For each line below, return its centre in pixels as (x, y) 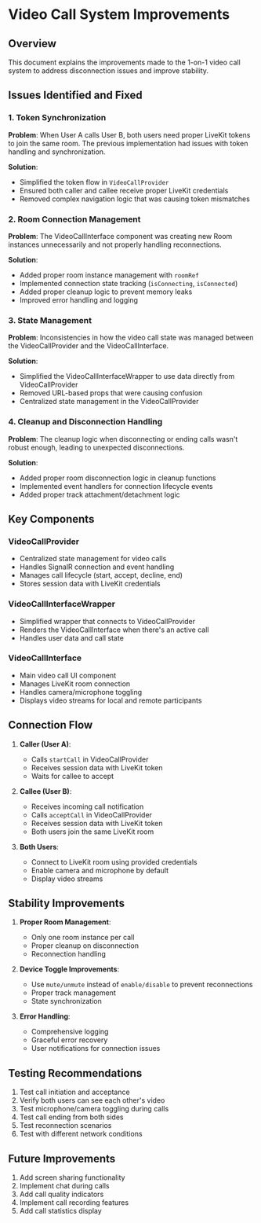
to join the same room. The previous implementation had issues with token (128, 143)
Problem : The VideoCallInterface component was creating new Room (120, 236)
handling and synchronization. (57, 152)
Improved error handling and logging (79, 299)
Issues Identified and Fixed (75, 95)
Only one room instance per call (83, 938)
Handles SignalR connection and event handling (97, 567)
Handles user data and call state (71, 637)
